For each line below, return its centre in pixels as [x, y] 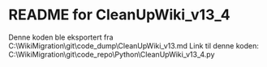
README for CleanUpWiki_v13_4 [119, 15]
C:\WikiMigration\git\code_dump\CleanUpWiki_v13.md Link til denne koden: [134, 45]
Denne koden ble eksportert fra [61, 37]
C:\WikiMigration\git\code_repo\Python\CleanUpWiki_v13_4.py [112, 54]
